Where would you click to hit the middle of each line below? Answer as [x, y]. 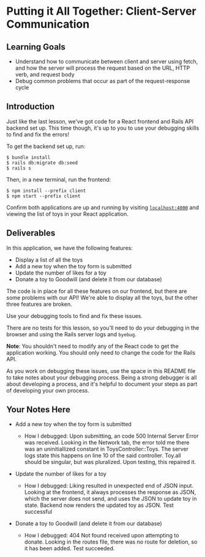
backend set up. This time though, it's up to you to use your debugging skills [103, 128]
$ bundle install [28, 157]
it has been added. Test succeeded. [69, 548]
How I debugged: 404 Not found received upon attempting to [102, 536]
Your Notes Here [38, 410]
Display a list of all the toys [49, 260]
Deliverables [31, 233]
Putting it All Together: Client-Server [102, 11]
